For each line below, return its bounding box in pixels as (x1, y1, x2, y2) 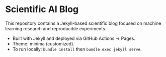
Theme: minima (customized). (12, 40, 74, 46)
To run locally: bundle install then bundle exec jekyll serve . (12, 46, 142, 52)
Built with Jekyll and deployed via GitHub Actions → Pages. (12, 35, 136, 41)
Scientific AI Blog (5, 4, 79, 15)
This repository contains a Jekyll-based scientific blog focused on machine (5, 20, 161, 26)
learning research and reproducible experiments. (5, 25, 107, 31)
